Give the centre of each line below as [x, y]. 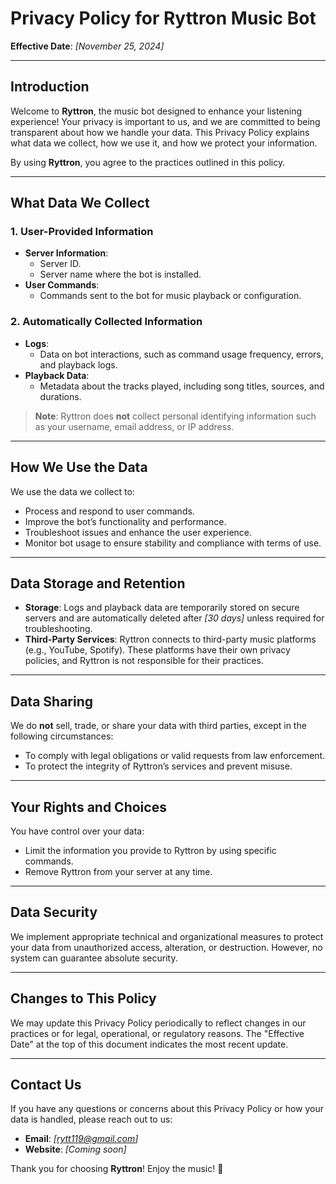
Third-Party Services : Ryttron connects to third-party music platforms [170, 639]
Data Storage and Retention [98, 583]
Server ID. [60, 264]
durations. [60, 396]
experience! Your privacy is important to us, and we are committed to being [165, 121]
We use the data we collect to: [72, 491]
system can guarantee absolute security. [94, 958]
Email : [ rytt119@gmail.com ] [81, 1139]
